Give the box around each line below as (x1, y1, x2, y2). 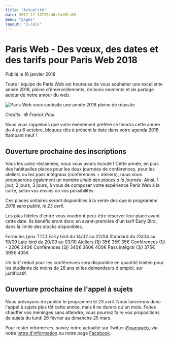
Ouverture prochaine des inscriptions (5, 147, 127, 156)
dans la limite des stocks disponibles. (5, 223, 84, 230)
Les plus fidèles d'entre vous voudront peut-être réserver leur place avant (5, 213, 160, 219)
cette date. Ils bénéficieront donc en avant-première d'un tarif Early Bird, (5, 218, 157, 224)
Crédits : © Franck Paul (5, 111, 55, 118)
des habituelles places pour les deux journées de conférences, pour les (5, 166, 155, 172)
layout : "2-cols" (5, 21, 42, 27)
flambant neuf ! (5, 132, 37, 138)
